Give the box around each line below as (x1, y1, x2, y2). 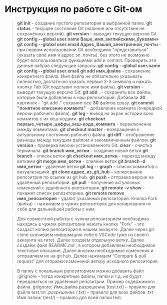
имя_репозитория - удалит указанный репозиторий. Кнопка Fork (16, 195, 157, 201)
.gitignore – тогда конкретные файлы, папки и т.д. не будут (16, 273, 142, 279)
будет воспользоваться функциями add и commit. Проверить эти (16, 57, 156, 63)
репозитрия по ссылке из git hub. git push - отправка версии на (16, 174, 154, 180)
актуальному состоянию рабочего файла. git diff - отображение (16, 131, 155, 137)
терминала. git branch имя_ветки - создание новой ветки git (16, 147, 148, 153)
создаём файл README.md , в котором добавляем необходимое (16, 242, 155, 248)
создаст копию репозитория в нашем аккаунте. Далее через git (16, 226, 154, 232)
